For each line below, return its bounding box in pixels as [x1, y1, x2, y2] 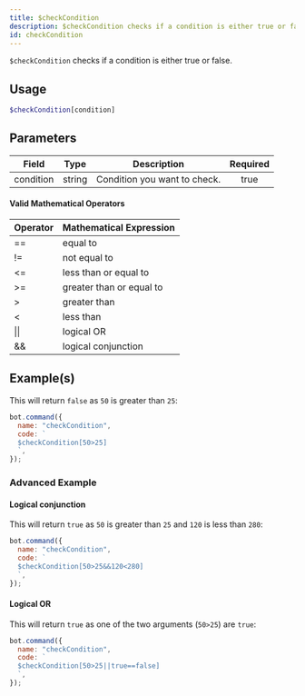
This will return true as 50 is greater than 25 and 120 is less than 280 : [9, 519, 263, 530]
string [63, 173, 88, 185]
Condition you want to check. [96, 173, 221, 185]
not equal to [62, 252, 113, 264]
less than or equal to [62, 266, 150, 279]
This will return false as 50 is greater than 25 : [9, 394, 179, 405]
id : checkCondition [9, 30, 84, 39]
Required [230, 157, 271, 170]
